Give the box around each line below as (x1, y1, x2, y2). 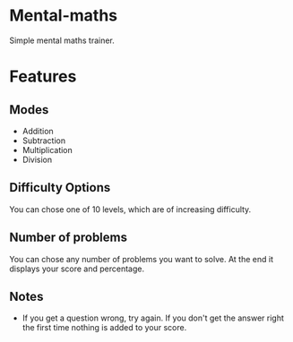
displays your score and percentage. (9, 263, 145, 274)
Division (22, 154, 52, 165)
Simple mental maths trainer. (9, 35, 115, 46)
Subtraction (22, 135, 65, 146)
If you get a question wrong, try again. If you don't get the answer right (22, 312, 285, 323)
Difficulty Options (9, 180, 111, 195)
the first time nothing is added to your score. (22, 322, 187, 333)
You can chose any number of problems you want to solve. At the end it (9, 253, 273, 264)
